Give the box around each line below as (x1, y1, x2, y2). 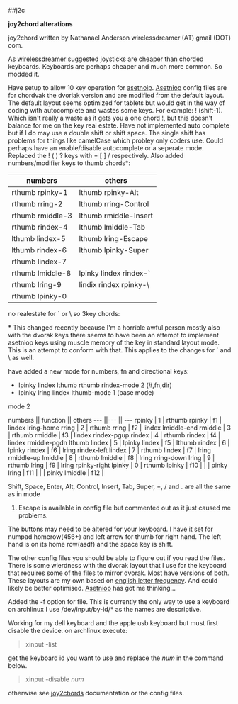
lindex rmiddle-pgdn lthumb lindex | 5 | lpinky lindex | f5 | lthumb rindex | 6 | (8, 439, 230, 447)
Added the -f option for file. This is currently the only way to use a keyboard (8, 598, 229, 605)
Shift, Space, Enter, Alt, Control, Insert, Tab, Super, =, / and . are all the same (8, 482, 231, 491)
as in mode (8, 490, 41, 498)
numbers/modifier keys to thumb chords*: (8, 159, 130, 167)
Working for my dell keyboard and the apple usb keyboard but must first (8, 619, 218, 627)
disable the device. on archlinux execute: (8, 627, 128, 635)
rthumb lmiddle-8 (11, 269, 72, 278)
